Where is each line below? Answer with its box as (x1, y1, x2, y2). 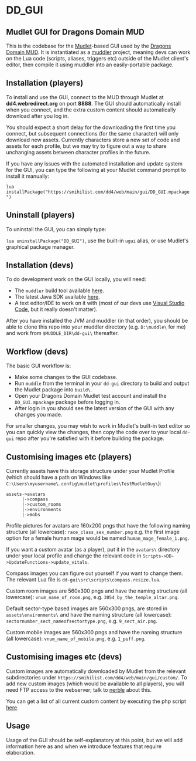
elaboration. (6, 749, 35, 756)
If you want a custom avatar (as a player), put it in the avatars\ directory (6, 546, 180, 553)
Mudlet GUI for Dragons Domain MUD (6, 27, 145, 37)
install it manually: (6, 173, 50, 180)
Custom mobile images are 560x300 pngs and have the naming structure (6, 629, 183, 636)
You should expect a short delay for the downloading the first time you (6, 124, 176, 131)
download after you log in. (6, 112, 69, 119)
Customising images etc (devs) (6, 652, 122, 662)
